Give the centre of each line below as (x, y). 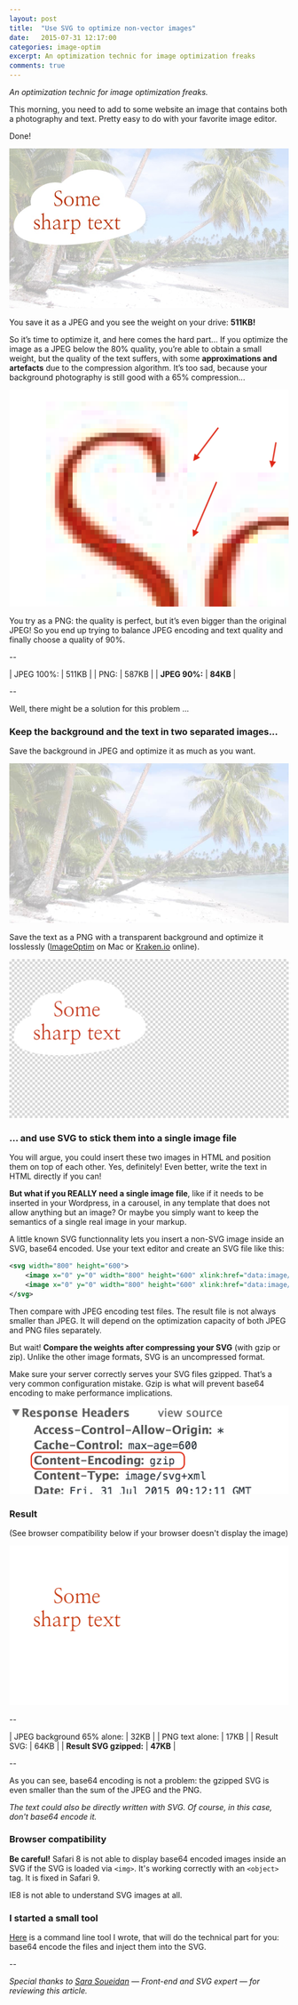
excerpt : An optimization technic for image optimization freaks (132, 56)
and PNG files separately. (55, 1330)
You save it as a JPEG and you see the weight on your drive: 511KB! (133, 322)
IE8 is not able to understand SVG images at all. (96, 1895)
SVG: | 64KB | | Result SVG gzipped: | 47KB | (93, 1746)
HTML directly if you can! (55, 1176)
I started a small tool (54, 1918)
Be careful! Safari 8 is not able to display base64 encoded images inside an (148, 1858)
